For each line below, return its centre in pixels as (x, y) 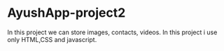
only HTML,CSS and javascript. (52, 39)
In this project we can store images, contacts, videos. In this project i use (112, 32)
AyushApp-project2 (66, 13)
